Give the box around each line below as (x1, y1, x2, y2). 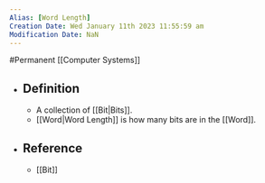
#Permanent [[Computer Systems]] (9, 55, 141, 66)
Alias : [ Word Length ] (9, 13, 91, 23)
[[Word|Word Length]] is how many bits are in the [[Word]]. (35, 114, 256, 125)
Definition (22, 80, 80, 96)
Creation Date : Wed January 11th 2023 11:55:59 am (9, 22, 204, 31)
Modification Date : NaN (9, 30, 99, 39)
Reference (22, 141, 83, 156)
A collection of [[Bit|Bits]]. (35, 105, 133, 115)
